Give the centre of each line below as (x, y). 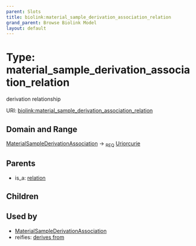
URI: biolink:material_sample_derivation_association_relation (80, 111)
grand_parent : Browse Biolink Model (51, 23)
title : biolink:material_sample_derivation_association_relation (88, 17)
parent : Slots (24, 12)
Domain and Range (42, 129)
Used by (22, 217)
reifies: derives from (39, 237)
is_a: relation (30, 178)
